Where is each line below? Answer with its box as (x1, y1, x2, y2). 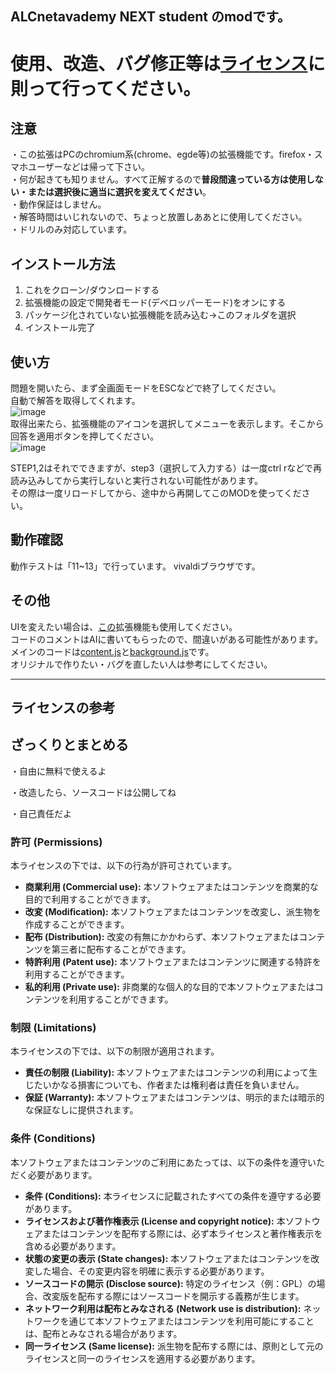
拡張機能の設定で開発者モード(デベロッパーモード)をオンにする (24, 297, 287, 309)
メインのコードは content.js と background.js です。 (10, 645, 215, 657)
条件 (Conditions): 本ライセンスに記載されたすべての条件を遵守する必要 (24, 1190, 322, 1202)
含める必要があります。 (24, 1240, 122, 1252)
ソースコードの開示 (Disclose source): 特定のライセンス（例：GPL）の (24, 1277, 317, 1289)
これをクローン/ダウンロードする (24, 284, 160, 296)
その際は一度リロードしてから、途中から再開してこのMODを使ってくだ (10, 487, 302, 499)
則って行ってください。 (10, 77, 202, 100)
